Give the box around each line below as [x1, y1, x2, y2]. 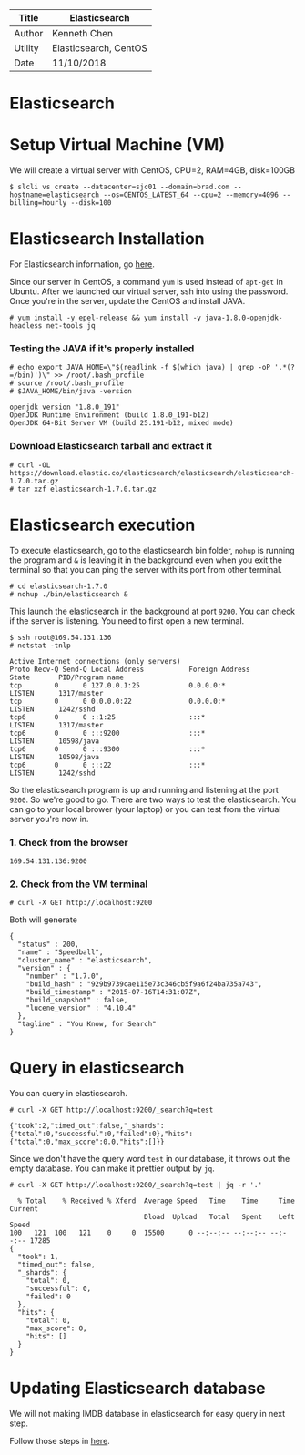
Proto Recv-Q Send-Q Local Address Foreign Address [9, 665, 250, 674]
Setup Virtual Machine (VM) [9, 135, 226, 156]
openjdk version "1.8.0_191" [9, 402, 120, 412]
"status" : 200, [17, 940, 79, 950]
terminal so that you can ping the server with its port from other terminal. [9, 564, 282, 575]
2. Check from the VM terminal [9, 878, 148, 890]
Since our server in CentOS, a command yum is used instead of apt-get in [9, 277, 284, 288]
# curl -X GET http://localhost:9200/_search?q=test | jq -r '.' [9, 1181, 262, 1190]
